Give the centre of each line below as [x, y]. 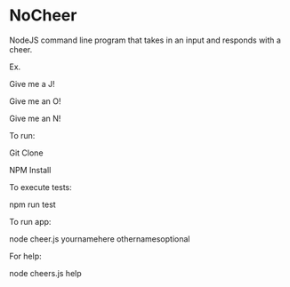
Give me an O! [35, 101]
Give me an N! [35, 118]
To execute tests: [41, 187]
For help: [25, 256]
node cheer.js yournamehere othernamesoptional [100, 239]
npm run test [32, 204]
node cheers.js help [45, 273]
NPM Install [30, 170]
